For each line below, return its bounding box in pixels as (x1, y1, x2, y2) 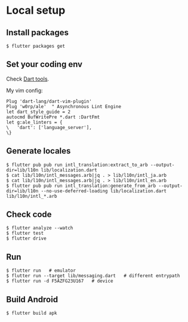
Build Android (6, 294, 58, 305)
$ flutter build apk (6, 310, 58, 317)
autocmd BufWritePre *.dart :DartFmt (6, 114, 100, 120)
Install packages (6, 27, 69, 38)
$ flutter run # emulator (6, 268, 76, 274)
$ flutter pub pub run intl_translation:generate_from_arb (6, 183, 156, 189)
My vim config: (6, 87, 43, 94)
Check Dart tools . (6, 75, 50, 82)
